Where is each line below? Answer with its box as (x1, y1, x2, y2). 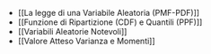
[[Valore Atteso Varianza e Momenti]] (17, 35, 155, 46)
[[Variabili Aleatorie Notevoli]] (17, 27, 127, 36)
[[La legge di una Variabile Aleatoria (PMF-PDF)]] (17, 8, 200, 18)
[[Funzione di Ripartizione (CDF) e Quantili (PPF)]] (17, 17, 203, 27)
